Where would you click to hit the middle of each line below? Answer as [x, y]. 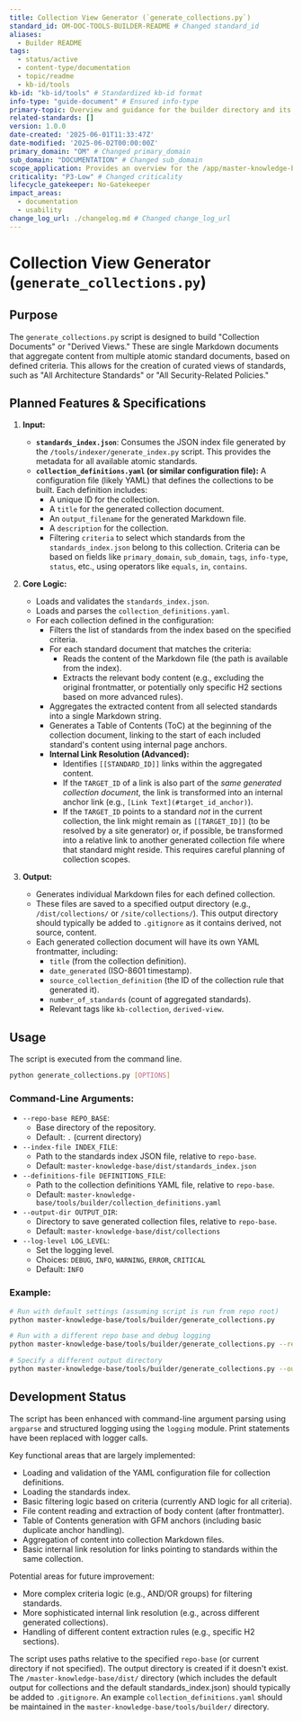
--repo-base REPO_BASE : [66, 1118]
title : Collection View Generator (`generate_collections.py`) [130, 18]
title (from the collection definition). [118, 961]
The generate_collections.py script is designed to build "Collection [134, 336]
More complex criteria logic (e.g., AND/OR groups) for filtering [138, 1593]
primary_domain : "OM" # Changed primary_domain [100, 151]
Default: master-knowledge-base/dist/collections [128, 1231]
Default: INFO [59, 1269]
